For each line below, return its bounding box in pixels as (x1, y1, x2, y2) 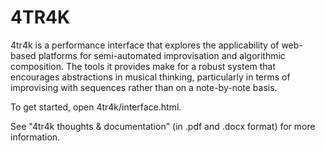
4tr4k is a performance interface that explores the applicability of (10, 39, 280, 51)
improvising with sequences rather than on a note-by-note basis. (10, 81, 278, 93)
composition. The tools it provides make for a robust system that (10, 60, 277, 72)
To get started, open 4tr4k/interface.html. (10, 101, 182, 113)
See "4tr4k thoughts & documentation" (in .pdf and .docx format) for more (10, 120, 316, 132)
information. (10, 131, 61, 143)
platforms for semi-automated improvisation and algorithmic (38, 49, 286, 61)
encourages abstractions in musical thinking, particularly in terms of (10, 71, 291, 83)
